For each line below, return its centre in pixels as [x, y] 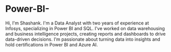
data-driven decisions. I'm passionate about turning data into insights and [83, 39]
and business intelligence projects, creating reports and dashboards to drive [86, 34]
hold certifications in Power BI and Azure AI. [52, 44]
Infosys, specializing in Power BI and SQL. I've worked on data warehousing [85, 28]
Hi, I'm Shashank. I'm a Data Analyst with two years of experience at [77, 23]
